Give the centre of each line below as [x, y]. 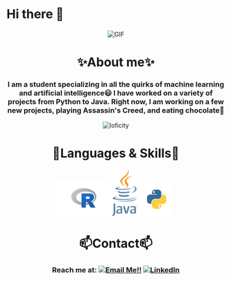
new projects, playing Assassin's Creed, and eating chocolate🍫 [116, 110]
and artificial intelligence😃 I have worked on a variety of [116, 93]
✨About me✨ [116, 62]
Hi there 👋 [35, 14]
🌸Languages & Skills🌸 [116, 154]
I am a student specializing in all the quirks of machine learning [116, 84]
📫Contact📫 [116, 244]
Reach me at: [75, 270]
